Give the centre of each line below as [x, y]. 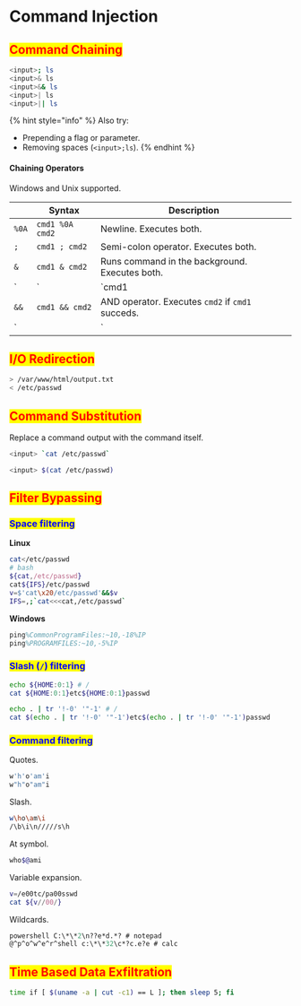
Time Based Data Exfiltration [91, 971]
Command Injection [84, 17]
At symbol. [29, 844]
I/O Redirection [52, 359]
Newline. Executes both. [151, 229]
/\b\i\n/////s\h [39, 827]
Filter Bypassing [56, 498]
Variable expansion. [46, 877]
